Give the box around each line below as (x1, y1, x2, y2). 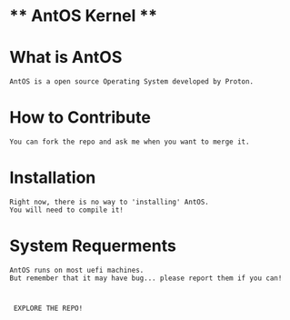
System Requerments (9, 235, 177, 256)
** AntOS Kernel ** (9, 5, 158, 26)
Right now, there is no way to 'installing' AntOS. (9, 197, 209, 206)
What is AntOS (9, 47, 123, 68)
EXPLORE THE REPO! (13, 304, 84, 314)
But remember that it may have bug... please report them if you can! (9, 274, 283, 283)
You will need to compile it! (9, 205, 125, 215)
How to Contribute (9, 107, 152, 128)
